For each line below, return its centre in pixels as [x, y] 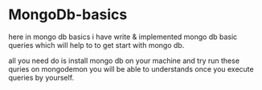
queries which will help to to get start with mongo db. [96, 45]
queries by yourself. [41, 77]
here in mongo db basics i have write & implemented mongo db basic [123, 37]
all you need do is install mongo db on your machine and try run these [124, 61]
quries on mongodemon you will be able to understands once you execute [131, 68]
